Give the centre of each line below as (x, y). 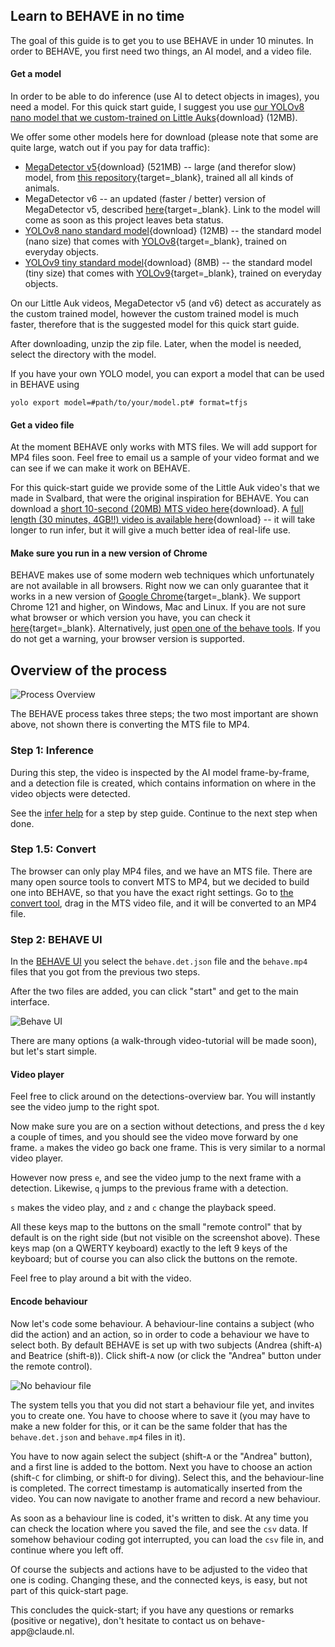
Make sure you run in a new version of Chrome (109, 553)
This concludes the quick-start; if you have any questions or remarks (152, 1610)
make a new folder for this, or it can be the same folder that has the (149, 1426)
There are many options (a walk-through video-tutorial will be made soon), (164, 1041)
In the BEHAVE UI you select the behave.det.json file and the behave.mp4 (159, 961)
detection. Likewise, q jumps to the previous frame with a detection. (149, 1188)
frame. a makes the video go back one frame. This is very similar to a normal (168, 1148)
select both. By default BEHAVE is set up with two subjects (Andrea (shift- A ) (166, 1345)
